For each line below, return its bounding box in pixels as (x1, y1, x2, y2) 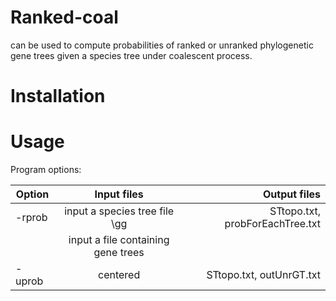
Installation (10, 85, 106, 108)
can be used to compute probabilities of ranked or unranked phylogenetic (10, 39, 314, 51)
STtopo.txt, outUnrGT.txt (206, 268, 321, 282)
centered (98, 268, 141, 282)
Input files (94, 187, 144, 201)
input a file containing (68, 233, 170, 247)
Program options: (10, 164, 82, 176)
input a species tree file (64, 204, 175, 218)
